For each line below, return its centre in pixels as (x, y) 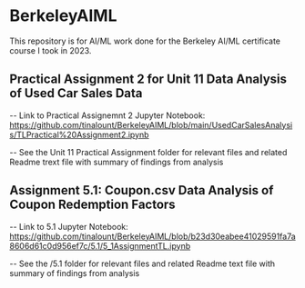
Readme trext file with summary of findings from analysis (117, 162)
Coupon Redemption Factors (92, 205)
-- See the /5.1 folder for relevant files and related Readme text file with (142, 263)
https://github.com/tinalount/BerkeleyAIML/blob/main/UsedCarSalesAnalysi (151, 124)
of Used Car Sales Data (76, 93)
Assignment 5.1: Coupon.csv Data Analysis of (142, 190)
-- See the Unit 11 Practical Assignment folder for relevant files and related (148, 152)
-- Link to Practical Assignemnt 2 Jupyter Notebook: (107, 115)
